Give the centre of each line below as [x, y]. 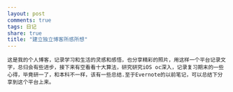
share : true [24, 33]
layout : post [26, 14]
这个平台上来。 [36, 82]
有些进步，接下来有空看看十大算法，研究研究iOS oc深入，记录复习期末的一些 [128, 68]
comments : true [29, 20]
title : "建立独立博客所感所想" [48, 40]
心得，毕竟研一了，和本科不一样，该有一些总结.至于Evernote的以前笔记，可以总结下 [113, 75]
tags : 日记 [22, 26]
